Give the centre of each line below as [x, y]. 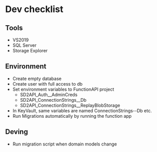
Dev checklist [34, 9]
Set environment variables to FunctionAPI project [63, 89]
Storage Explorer [30, 51]
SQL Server [24, 45]
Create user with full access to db [48, 84]
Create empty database [37, 79]
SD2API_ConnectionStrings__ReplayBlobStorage [70, 105]
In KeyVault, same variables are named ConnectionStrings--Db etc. [82, 110]
